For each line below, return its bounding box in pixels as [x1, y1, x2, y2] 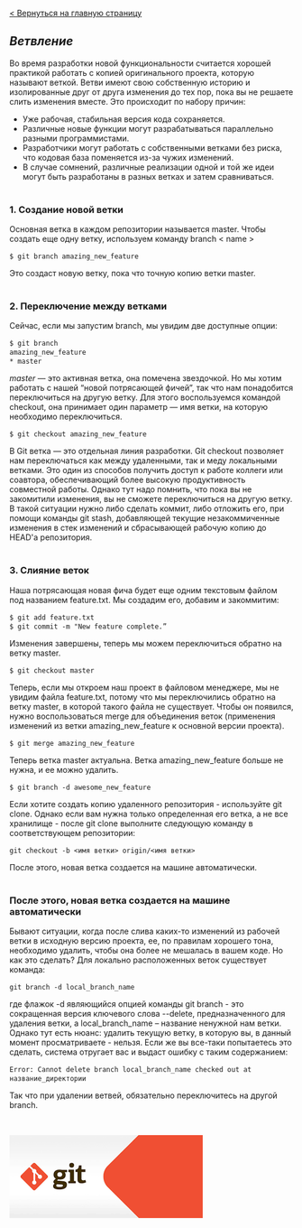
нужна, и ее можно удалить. [9, 764, 119, 775]
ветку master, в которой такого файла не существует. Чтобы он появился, [9, 701, 294, 712]
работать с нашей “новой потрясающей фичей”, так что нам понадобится [9, 383, 294, 394]
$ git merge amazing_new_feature [9, 739, 135, 748]
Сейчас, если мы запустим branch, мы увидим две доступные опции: [9, 321, 278, 331]
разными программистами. [22, 133, 130, 144]
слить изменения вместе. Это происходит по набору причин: [9, 96, 246, 107]
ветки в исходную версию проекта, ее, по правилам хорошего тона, [9, 935, 274, 946]
